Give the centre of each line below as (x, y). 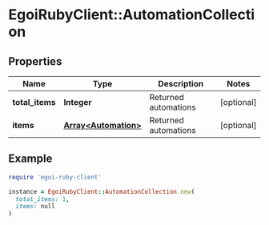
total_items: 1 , (42, 199)
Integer (78, 102)
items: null (36, 207)
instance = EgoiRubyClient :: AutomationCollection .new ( (102, 191)
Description (181, 84)
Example (30, 159)
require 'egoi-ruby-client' (55, 177)
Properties (35, 61)
